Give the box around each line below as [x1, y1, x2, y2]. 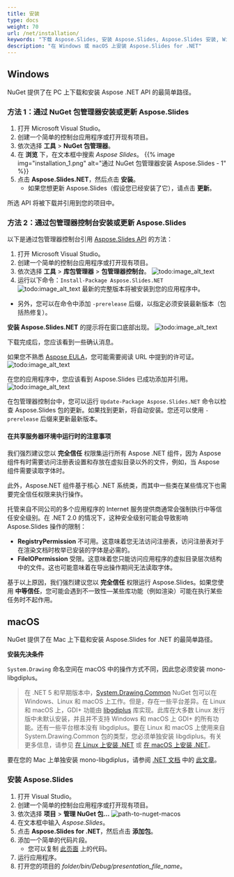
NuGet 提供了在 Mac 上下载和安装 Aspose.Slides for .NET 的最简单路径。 [7, 636, 217, 644]
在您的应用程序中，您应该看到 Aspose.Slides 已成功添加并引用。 [7, 375, 192, 384]
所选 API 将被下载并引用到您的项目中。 [7, 199, 118, 207]
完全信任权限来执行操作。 [13, 490, 87, 498]
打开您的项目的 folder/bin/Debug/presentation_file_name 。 [17, 862, 187, 870]
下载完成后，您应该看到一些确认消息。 [7, 338, 117, 346]
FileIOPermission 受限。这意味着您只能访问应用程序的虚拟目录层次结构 [17, 554, 223, 562]
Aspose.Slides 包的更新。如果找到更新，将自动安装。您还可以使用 [15, 406, 204, 414]
